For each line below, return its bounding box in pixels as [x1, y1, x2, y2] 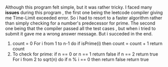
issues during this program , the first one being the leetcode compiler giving [5, 9, 163, 15]
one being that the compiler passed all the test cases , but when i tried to [5, 25, 156, 31]
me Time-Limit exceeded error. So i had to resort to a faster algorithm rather [5, 15, 162, 20]
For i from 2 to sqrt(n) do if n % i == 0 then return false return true [12, 56, 149, 62]
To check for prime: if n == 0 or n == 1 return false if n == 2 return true [12, 51, 158, 57]
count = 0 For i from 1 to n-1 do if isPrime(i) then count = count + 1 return [12, 40, 163, 46]
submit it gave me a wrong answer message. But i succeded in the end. [5, 31, 153, 36]
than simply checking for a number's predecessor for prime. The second [5, 20, 155, 26]
